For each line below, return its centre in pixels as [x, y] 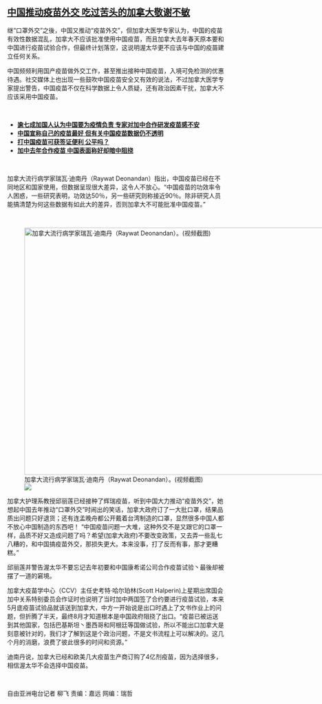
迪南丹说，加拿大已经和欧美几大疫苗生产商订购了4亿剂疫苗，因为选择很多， [115, 656]
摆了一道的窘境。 [31, 576]
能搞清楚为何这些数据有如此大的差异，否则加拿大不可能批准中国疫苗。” [107, 204]
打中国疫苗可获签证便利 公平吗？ [63, 142]
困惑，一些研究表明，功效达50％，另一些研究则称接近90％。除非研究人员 [117, 196]
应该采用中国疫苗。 [34, 96]
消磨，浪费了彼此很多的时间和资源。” [76, 642]
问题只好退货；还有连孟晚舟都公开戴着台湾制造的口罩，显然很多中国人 [118, 518]
